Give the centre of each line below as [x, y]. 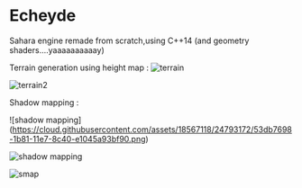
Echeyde [43, 16]
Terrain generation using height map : [79, 67]
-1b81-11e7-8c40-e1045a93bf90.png [78, 139]
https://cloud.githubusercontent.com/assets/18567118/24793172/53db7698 [152, 129]
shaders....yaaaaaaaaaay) [57, 49]
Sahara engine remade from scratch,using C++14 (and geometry [129, 40]
